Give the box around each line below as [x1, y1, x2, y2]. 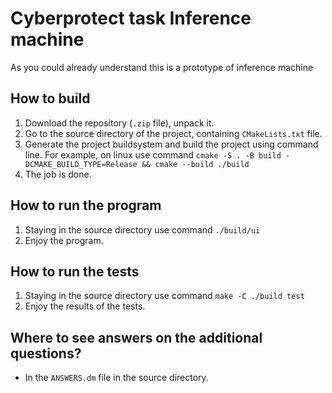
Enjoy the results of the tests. [24, 300, 146, 312]
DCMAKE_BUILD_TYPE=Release [24, 159, 138, 169]
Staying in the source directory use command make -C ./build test [24, 290, 305, 302]
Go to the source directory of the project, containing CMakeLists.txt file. [24, 127, 323, 139]
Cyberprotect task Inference [10, 7, 252, 30]
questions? [10, 345, 82, 362]
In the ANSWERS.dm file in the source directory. [24, 372, 209, 384]
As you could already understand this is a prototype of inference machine [10, 61, 314, 73]
